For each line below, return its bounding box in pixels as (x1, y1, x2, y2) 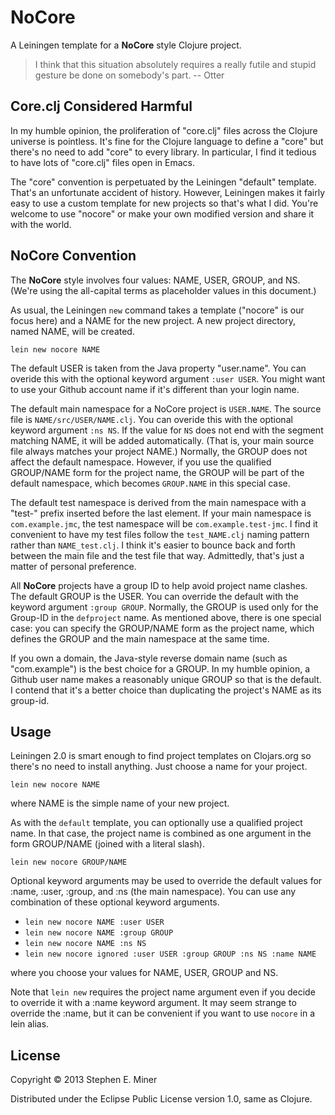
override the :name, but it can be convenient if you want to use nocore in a (10, 1007, 316, 1020)
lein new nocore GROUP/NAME (10, 857, 128, 868)
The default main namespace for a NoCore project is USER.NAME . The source (10, 402, 322, 415)
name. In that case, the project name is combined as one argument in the (10, 827, 312, 840)
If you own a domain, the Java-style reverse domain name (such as (10, 652, 288, 664)
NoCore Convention (10, 247, 137, 265)
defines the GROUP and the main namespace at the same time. (10, 632, 270, 645)
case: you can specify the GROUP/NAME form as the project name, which (10, 622, 315, 634)
